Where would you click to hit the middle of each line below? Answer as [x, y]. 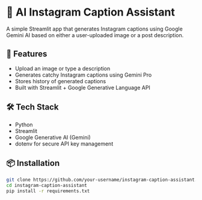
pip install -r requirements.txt [48, 191]
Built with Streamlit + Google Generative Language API [82, 87]
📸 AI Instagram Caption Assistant [91, 12]
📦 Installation [33, 163]
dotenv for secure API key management [64, 144]
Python [24, 125]
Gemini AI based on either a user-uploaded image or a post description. [95, 35]
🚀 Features [27, 54]
